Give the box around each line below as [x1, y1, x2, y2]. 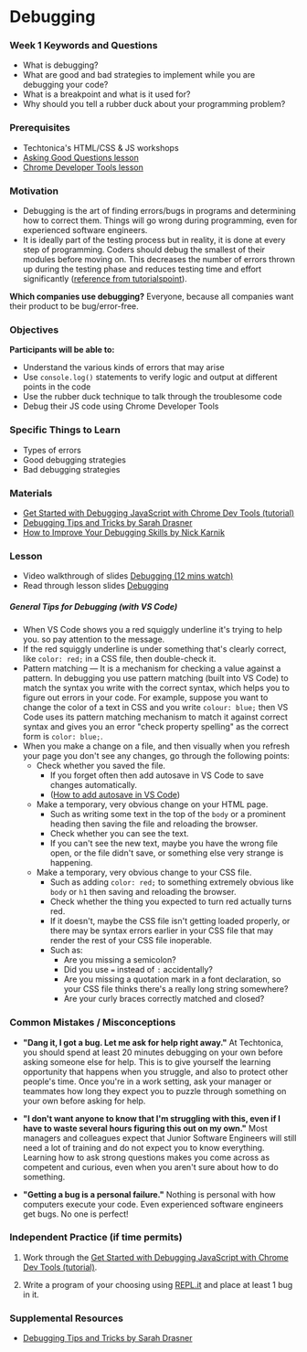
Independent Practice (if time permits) [9, 1231, 183, 1244]
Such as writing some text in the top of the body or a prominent [49, 809, 286, 820]
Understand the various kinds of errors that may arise [22, 362, 226, 373]
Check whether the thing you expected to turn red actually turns [49, 896, 292, 907]
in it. [22, 1289, 39, 1300]
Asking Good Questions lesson [22, 152, 139, 163]
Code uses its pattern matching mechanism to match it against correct [22, 711, 288, 723]
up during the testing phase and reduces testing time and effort [22, 263, 262, 275]
